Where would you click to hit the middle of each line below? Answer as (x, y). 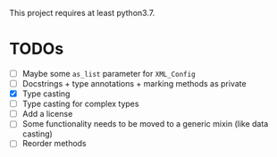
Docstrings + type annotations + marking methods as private (134, 83)
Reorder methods (54, 144)
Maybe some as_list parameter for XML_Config (109, 73)
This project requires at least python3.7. (82, 13)
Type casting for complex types (80, 104)
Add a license (47, 114)
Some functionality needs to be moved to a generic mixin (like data (145, 124)
